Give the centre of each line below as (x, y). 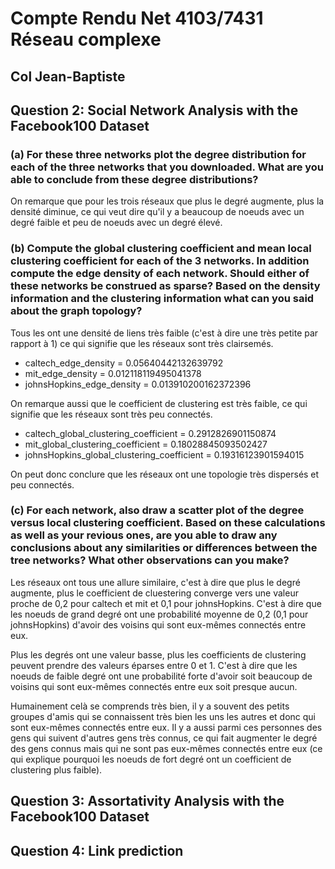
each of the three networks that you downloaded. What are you (167, 167)
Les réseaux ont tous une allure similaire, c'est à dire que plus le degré (155, 582)
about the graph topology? (76, 311)
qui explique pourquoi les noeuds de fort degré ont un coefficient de (151, 759)
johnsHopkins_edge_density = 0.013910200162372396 (138, 384)
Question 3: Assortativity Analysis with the (147, 801)
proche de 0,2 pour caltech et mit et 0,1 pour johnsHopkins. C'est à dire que (166, 603)
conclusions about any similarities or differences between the (164, 548)
